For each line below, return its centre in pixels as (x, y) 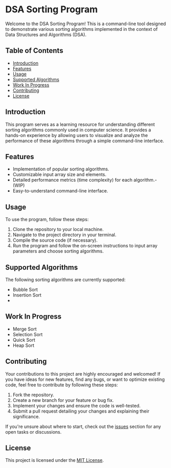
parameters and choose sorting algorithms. (58, 251)
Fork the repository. (33, 395)
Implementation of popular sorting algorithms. (61, 169)
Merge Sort (25, 329)
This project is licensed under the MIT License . (55, 460)
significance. (26, 416)
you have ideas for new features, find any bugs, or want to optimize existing (85, 379)
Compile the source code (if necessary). (55, 240)
